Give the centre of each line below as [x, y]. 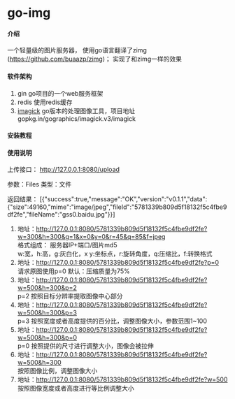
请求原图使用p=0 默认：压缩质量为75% [74, 271]
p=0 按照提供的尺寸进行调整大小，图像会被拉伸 [85, 346]
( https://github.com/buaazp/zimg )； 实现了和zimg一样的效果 [94, 59]
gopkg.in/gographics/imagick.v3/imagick [77, 118]
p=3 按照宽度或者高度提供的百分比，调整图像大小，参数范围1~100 [112, 321]
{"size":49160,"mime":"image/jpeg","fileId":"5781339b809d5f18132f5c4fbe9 [117, 207]
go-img [29, 13]
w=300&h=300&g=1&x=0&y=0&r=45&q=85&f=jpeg [91, 237]
